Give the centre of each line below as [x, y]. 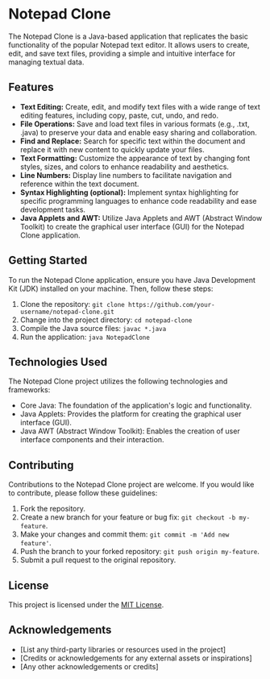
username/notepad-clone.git [67, 312]
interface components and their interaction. [92, 440]
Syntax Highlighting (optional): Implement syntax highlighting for [129, 192]
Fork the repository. [53, 509]
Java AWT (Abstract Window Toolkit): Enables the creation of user [130, 431]
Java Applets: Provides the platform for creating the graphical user [131, 414]
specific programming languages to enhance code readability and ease [138, 201]
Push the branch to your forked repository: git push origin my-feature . [140, 552]
